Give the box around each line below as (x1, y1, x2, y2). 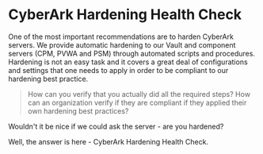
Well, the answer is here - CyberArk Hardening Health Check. (8, 137, 208, 146)
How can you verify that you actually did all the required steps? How (27, 89, 251, 98)
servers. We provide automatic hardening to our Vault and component (8, 40, 236, 49)
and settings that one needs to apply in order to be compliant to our (8, 65, 229, 75)
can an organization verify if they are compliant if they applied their (27, 98, 247, 107)
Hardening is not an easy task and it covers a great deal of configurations (8, 57, 248, 67)
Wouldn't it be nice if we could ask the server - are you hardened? (8, 121, 224, 131)
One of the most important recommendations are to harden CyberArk (8, 32, 234, 41)
